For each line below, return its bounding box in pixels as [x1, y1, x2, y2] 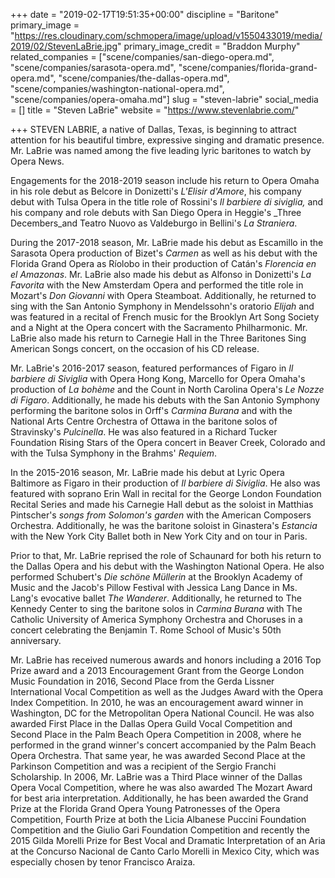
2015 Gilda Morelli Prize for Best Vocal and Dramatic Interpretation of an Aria [10, 835, 326, 846]
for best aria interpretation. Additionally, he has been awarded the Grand [10, 792, 309, 804]
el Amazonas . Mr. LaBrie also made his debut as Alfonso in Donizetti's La [10, 269, 312, 280]
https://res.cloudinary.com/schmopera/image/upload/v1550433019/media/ [14, 30, 323, 41]
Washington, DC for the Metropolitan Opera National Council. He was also [10, 707, 315, 719]
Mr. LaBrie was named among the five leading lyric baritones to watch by [10, 145, 312, 156]
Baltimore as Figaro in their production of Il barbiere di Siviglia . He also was [10, 477, 321, 489]
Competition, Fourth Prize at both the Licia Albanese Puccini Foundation [10, 814, 307, 825]
